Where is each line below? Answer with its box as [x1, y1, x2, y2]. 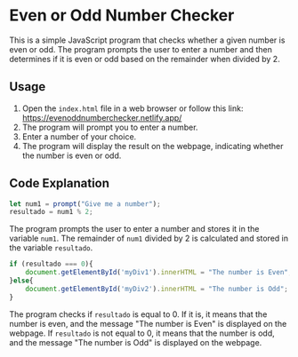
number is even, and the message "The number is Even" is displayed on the [9, 318, 287, 329]
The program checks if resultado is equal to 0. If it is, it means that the [9, 308, 268, 320]
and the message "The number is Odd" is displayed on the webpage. [9, 337, 262, 347]
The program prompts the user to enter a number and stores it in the [9, 224, 260, 234]
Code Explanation [9, 176, 109, 191]
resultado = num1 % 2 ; [9, 208, 93, 217]
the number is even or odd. [21, 150, 122, 161]
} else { [9, 276, 34, 285]
